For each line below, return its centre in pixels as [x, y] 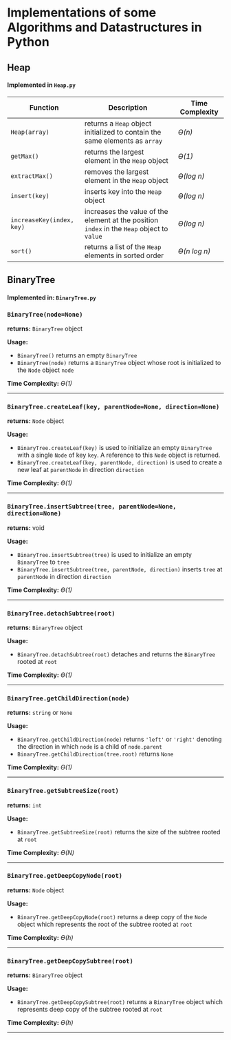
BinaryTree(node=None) [45, 314]
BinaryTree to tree [43, 562]
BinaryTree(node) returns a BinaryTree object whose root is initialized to [119, 363]
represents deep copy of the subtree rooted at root [90, 1010]
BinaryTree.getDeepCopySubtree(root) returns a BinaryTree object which [120, 1002]
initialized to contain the [123, 132]
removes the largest [117, 172]
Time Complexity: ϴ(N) [41, 852]
